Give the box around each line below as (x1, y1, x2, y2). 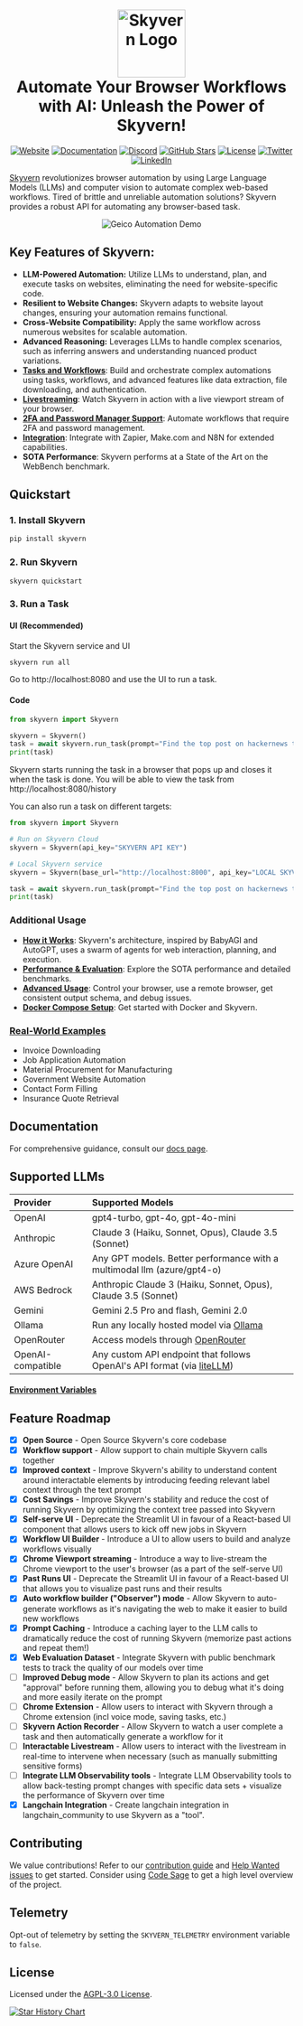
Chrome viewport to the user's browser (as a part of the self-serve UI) (22, 1563, 284, 1574)
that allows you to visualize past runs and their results (22, 1583, 223, 1594)
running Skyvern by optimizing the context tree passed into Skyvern (22, 1505, 276, 1515)
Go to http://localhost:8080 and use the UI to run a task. (9, 674, 217, 685)
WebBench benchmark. (22, 461, 111, 472)
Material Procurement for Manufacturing (22, 1064, 173, 1074)
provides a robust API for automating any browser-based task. (9, 201, 241, 211)
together (22, 1455, 55, 1466)
